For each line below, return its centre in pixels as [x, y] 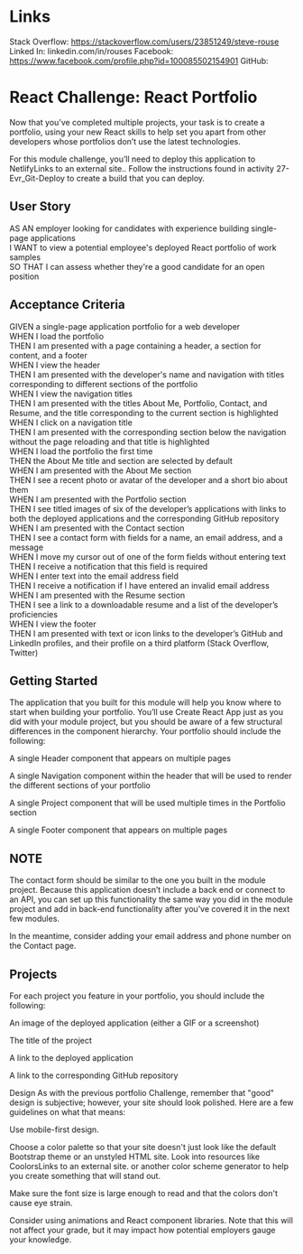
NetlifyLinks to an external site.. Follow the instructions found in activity [142, 168]
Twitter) [24, 653]
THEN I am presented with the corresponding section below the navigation [148, 432]
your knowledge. [41, 1240]
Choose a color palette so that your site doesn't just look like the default [143, 1147]
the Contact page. [43, 946]
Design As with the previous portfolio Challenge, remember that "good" [142, 1092]
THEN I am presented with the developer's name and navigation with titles [147, 374]
